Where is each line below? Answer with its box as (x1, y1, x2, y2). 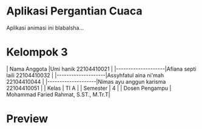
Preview (6, 112, 49, 126)
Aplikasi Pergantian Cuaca (6, 4, 143, 18)
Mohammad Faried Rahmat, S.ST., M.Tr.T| (6, 90, 110, 98)
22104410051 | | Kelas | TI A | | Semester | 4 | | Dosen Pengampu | (6, 84, 172, 92)
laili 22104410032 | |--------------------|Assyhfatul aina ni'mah (6, 71, 164, 79)
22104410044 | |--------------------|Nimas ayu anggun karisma (6, 78, 166, 85)
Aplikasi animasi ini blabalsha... (6, 24, 84, 31)
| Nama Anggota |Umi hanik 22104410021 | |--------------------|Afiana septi (6, 65, 197, 72)
